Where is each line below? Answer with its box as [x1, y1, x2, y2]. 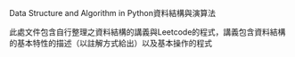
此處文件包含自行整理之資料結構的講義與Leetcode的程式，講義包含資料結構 [9, 27, 286, 37]
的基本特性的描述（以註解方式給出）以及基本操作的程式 [9, 38, 212, 48]
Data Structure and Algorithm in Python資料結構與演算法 [9, 8, 217, 18]
